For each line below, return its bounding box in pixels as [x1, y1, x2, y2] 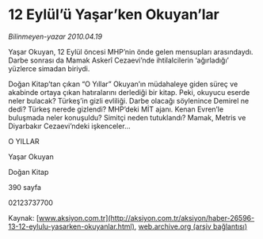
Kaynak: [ [8, 213, 40, 222]
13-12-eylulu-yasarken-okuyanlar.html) [8, 222, 135, 231]
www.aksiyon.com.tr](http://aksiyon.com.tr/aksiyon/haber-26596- [38, 213, 255, 222]
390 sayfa [8, 182, 42, 192]
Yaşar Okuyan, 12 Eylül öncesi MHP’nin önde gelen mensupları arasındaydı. [8, 47, 253, 56]
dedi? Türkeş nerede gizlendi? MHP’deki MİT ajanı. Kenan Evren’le [8, 104, 224, 114]
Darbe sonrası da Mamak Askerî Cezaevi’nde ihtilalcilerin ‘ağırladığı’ [8, 55, 230, 65]
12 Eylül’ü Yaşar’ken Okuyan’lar [8, 6, 220, 24]
